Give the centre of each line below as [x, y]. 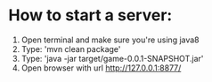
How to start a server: [90, 15]
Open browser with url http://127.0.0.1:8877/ [101, 68]
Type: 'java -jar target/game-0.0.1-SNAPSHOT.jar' [112, 58]
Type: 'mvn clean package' [71, 48]
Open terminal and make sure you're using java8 [110, 40]
